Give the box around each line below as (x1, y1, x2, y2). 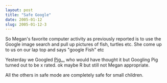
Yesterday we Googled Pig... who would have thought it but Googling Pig (5, 57, 158, 63)
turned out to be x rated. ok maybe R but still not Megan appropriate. (5, 62, 150, 68)
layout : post (5, 7, 33, 13)
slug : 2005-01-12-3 (5, 22, 47, 27)
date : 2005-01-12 (5, 17, 42, 22)
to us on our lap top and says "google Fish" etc (5, 47, 105, 53)
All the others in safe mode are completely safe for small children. (5, 72, 144, 78)
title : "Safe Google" (5, 12, 52, 17)
